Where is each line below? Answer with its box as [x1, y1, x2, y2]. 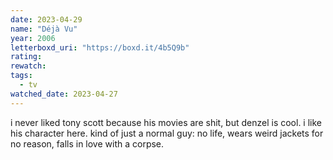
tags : [10, 71, 33, 81]
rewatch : [10, 61, 47, 71]
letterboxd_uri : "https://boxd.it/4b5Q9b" [10, 42, 190, 53]
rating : [10, 52, 43, 62]
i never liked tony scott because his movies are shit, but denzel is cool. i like [10, 116, 322, 128]
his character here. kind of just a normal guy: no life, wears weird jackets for [10, 127, 324, 139]
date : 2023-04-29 [10, 14, 83, 25]
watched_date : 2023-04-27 [10, 89, 118, 99]
